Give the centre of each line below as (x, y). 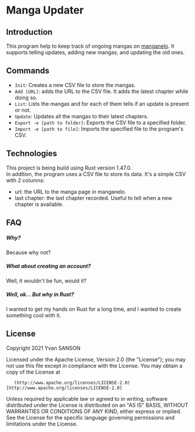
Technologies (32, 154)
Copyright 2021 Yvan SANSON (43, 348)
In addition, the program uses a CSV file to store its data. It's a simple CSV (96, 174)
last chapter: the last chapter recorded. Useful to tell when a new (93, 198)
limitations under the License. (42, 424)
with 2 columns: (26, 180)
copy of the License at (33, 372)
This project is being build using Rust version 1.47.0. (69, 168)
